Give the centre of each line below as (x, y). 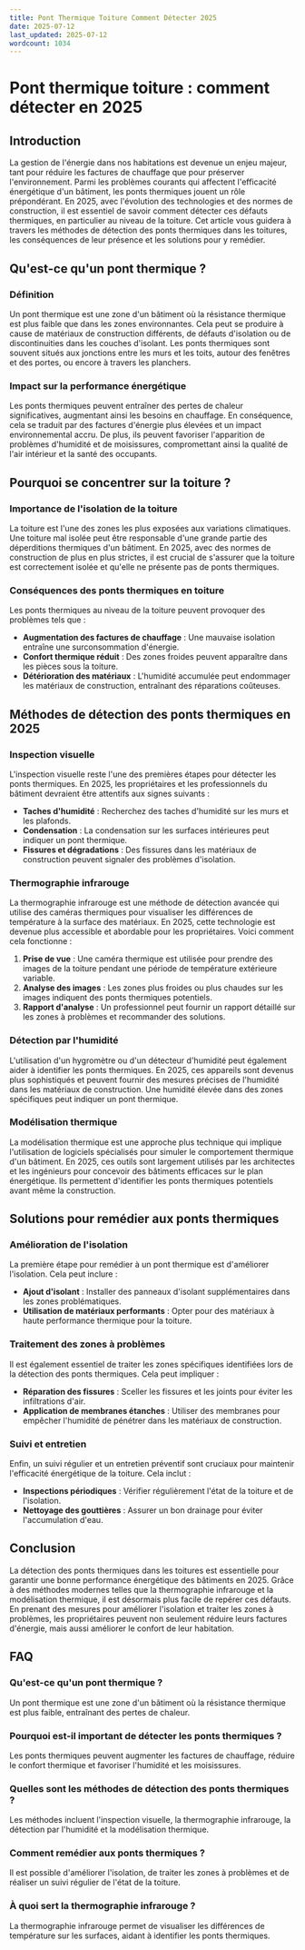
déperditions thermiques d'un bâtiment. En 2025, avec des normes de (140, 547)
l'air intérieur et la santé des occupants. (84, 454)
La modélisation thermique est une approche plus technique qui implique (146, 1142)
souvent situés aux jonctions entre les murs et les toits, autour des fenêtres (150, 353)
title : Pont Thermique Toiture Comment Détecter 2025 (113, 18)
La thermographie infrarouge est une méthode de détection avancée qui (144, 903)
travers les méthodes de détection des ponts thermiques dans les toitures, (148, 230)
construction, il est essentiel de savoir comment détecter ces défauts (138, 211)
